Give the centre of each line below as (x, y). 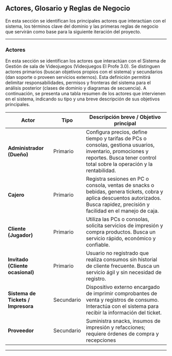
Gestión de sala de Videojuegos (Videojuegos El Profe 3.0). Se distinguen (83, 67)
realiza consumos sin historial (122, 260)
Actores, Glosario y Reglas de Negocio (68, 8)
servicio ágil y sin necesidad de (124, 273)
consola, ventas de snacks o (120, 185)
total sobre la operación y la (119, 164)
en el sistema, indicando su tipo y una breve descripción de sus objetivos (83, 99)
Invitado (18, 260)
